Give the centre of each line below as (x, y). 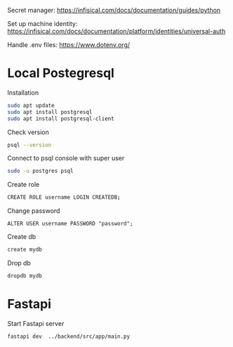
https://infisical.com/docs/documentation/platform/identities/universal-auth (116, 31)
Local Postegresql (61, 73)
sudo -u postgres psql (40, 171)
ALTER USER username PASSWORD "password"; (70, 224)
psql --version (29, 145)
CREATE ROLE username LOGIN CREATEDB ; (64, 197)
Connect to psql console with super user (66, 158)
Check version (28, 132)
